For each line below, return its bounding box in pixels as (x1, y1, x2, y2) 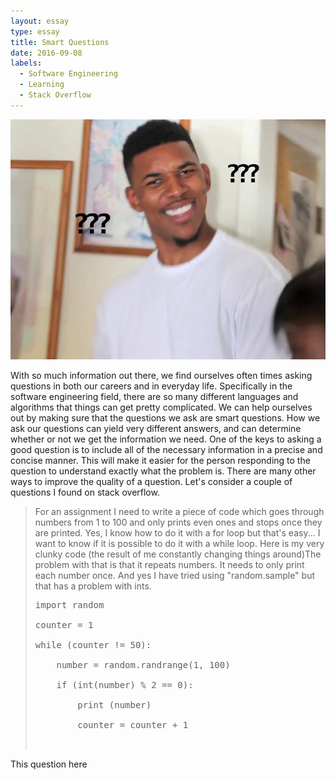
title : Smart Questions (10, 37, 110, 47)
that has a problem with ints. (34, 580, 152, 592)
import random (34, 600, 105, 611)
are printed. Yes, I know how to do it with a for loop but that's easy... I (34, 527, 321, 539)
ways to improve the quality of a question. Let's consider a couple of (10, 476, 293, 488)
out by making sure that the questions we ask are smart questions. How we (10, 412, 321, 424)
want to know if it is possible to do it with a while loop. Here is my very (34, 538, 325, 550)
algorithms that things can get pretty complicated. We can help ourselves (10, 401, 313, 414)
